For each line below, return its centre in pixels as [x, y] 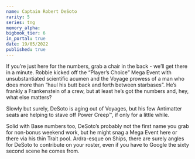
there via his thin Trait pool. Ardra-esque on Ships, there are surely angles [95, 139]
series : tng [20, 22]
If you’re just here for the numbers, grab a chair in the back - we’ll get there [97, 66]
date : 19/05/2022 [27, 44]
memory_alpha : [23, 28]
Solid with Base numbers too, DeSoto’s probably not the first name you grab [97, 126]
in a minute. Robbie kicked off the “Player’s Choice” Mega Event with [89, 72]
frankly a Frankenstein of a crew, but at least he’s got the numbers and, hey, [97, 91]
